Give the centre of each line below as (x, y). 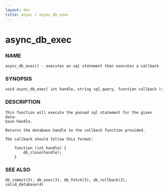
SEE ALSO (18, 169)
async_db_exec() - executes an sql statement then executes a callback (82, 66)
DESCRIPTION (23, 102)
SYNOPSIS (19, 79)
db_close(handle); (43, 152)
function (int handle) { (40, 148)
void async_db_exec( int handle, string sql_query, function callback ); (85, 89)
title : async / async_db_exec (37, 15)
